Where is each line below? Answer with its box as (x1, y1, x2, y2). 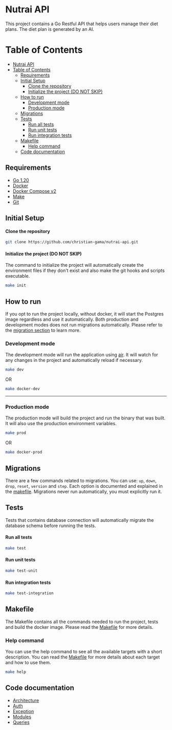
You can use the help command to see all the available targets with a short (5, 649, 162, 655)
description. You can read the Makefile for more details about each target (5, 654, 160, 660)
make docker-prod (5, 450, 42, 455)
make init (5, 283, 27, 288)
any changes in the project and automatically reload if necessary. (5, 357, 143, 363)
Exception (12, 708, 34, 714)
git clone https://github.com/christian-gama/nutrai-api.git (5, 240, 139, 245)
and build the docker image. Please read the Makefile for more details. (5, 624, 154, 630)
